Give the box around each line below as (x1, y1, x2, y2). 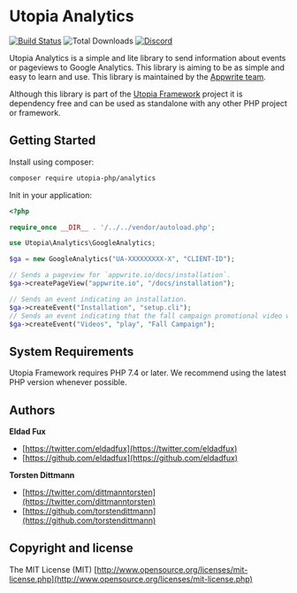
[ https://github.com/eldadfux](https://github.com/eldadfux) (21, 453, 239, 463)
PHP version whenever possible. (9, 377, 127, 388)
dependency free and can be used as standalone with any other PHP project (9, 97, 287, 108)
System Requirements (9, 343, 134, 359)
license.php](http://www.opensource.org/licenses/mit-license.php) (9, 574, 254, 584)
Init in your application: (9, 189, 93, 200)
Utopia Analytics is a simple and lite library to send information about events (9, 52, 286, 63)
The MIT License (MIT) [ (9, 564, 97, 574)
